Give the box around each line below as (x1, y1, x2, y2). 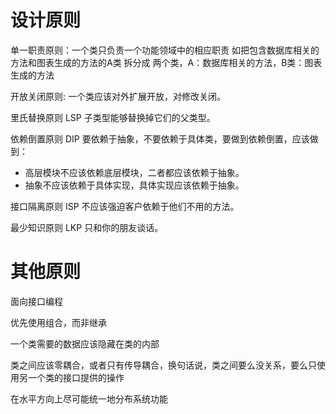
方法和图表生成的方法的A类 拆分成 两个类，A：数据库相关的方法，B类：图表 (10, 56, 323, 68)
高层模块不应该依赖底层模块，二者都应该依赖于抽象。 (24, 166, 245, 178)
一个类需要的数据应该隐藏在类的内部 (10, 337, 160, 350)
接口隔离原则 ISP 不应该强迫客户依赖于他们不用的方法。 (10, 200, 240, 212)
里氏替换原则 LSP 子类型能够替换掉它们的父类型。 (10, 111, 216, 123)
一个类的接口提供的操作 (27, 371, 125, 383)
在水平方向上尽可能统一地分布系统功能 (10, 392, 168, 405)
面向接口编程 (10, 295, 63, 307)
